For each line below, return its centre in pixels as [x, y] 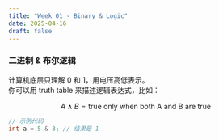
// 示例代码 [26, 121]
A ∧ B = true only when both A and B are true [136, 106]
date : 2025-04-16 [38, 23]
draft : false [30, 31]
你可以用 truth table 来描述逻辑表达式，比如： [84, 90]
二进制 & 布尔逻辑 [42, 61]
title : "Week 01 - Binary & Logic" [68, 16]
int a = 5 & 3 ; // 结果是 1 [54, 129]
